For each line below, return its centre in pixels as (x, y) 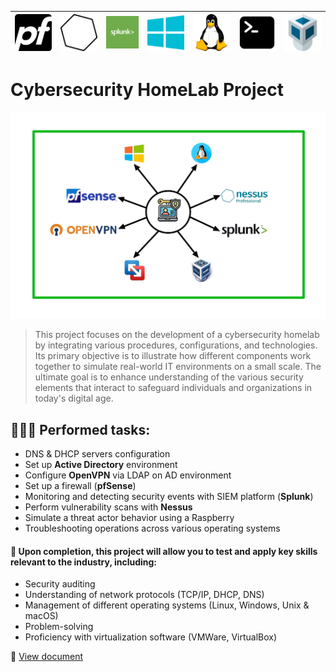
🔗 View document (46, 657)
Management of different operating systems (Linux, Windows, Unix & (167, 605)
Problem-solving (59, 627)
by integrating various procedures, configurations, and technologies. (176, 345)
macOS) (41, 616)
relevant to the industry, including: (84, 562)
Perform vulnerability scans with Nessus (108, 507)
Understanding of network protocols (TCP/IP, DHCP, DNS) (144, 595)
